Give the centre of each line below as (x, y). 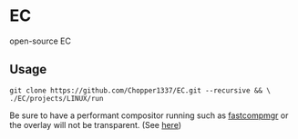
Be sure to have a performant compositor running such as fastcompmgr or (149, 115)
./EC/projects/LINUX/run (57, 98)
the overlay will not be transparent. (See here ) (96, 124)
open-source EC (40, 41)
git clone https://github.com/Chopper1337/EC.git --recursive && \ (140, 90)
